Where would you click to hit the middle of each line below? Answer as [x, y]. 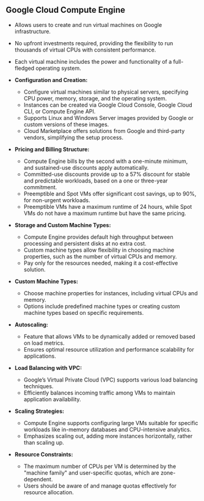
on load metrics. [44, 343]
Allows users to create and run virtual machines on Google [88, 24]
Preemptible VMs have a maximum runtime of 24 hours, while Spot [108, 206]
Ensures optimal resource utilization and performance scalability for [109, 349]
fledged [24, 68]
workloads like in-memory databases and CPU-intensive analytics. [107, 429]
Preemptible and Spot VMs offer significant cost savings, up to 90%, [110, 194]
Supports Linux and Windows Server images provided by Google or [108, 118]
